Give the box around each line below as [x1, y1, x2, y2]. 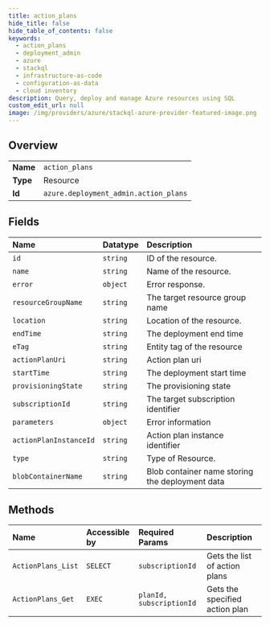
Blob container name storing [146, 466, 254, 477]
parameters [12, 417, 54, 426]
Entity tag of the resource [146, 341, 243, 352]
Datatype [102, 239, 139, 250]
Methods [8, 504, 55, 517]
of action [206, 561, 240, 572]
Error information [146, 416, 211, 427]
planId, [138, 590, 168, 600]
